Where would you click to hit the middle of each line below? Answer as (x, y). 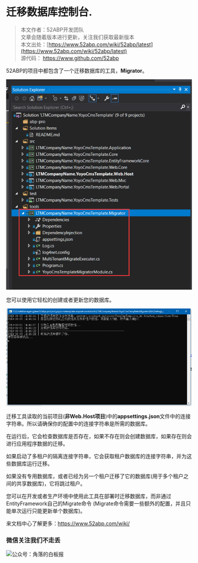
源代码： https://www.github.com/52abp (70, 58)
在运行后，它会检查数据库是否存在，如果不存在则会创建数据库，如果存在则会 (99, 436)
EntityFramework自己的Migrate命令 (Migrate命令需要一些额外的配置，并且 (96, 503)
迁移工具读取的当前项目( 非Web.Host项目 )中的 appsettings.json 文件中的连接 (98, 416)
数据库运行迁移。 (32, 463)
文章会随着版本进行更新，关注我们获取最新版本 (77, 37)
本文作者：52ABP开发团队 (52, 30)
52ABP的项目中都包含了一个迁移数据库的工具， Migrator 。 (77, 70)
